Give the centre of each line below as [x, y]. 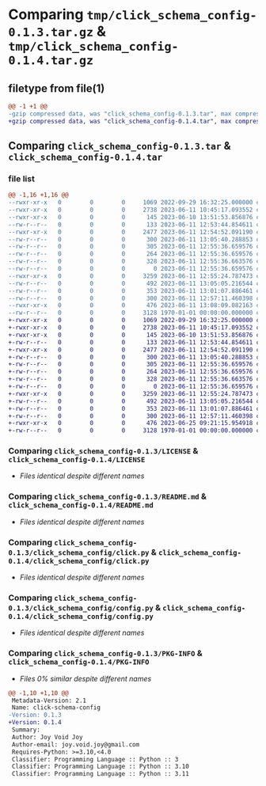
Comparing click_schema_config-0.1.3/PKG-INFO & [106, 653]
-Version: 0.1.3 [35, 715]
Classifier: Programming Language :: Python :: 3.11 [101, 774]
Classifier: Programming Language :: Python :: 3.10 [101, 767]
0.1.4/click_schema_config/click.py [79, 561]
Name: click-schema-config [56, 708]
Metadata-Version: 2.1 [49, 701]
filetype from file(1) [57, 88]
